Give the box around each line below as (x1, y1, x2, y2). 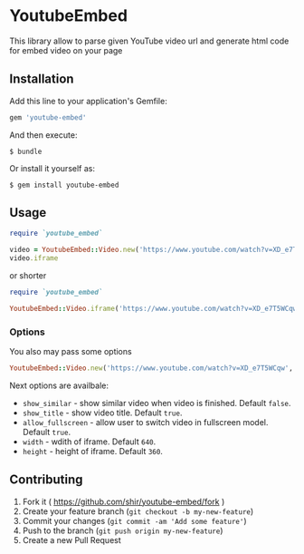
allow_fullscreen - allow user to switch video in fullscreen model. (22, 416, 269, 427)
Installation (9, 72, 74, 87)
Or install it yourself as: (9, 162, 95, 173)
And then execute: (9, 129, 78, 141)
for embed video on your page (9, 44, 123, 55)
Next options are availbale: (9, 380, 109, 391)
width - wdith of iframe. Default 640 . (22, 436, 157, 447)
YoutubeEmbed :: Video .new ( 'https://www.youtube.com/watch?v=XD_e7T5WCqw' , (9, 364, 294, 373)
